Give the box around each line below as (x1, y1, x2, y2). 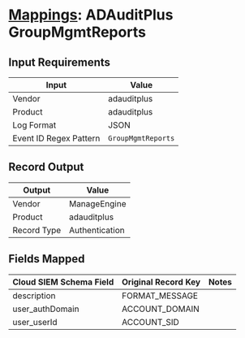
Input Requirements (8, 55, 111, 69)
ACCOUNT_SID (121, 316, 180, 327)
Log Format (12, 119, 57, 131)
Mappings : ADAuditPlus (8, 6, 174, 24)
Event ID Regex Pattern (12, 132, 101, 144)
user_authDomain (12, 303, 80, 314)
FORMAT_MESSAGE (121, 290, 199, 301)
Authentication (68, 224, 125, 236)
